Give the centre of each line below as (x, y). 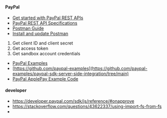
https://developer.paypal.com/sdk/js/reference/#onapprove (73, 101)
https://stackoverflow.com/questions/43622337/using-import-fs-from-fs (87, 107)
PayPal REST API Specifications (45, 23)
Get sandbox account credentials (46, 54)
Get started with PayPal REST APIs (48, 18)
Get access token (30, 48)
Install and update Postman (40, 34)
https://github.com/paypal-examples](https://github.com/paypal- (81, 69)
